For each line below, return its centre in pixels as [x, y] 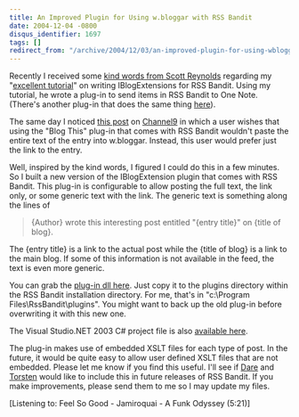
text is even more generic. [57, 268]
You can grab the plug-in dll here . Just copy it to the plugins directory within [149, 285]
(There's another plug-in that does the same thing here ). [113, 104]
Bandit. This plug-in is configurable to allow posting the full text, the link [141, 186]
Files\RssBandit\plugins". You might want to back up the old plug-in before [145, 305]
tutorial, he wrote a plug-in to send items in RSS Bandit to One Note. [133, 95]
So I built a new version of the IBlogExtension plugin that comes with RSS [143, 177]
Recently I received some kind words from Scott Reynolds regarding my [141, 76]
